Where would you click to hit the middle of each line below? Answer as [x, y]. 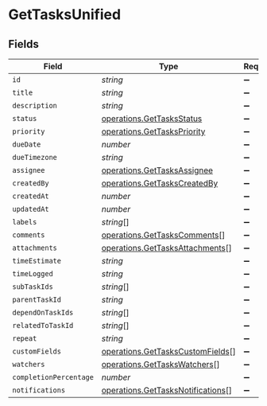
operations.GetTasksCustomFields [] [168, 351]
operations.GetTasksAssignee [157, 170]
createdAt [31, 196]
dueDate [27, 144]
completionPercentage [53, 377]
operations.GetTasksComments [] [163, 235]
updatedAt [31, 209]
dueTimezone [35, 157]
